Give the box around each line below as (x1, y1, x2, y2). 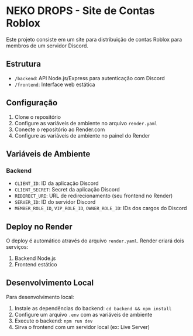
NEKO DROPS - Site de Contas (6, 4, 155, 18)
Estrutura (6, 59, 42, 69)
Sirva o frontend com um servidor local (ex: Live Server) (14, 323, 150, 330)
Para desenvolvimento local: (6, 293, 74, 300)
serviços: (6, 244, 29, 251)
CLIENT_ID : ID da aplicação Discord (14, 180, 99, 187)
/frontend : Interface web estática (14, 81, 95, 88)
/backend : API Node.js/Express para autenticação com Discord (14, 74, 165, 81)
